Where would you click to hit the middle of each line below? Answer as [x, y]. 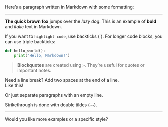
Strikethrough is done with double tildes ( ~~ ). [51, 105]
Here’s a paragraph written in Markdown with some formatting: [70, 7]
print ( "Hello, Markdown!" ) [42, 55]
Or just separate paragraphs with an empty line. [54, 95]
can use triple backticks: [30, 42]
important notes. [34, 70]
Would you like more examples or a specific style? [57, 119]
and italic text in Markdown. [34, 27]
